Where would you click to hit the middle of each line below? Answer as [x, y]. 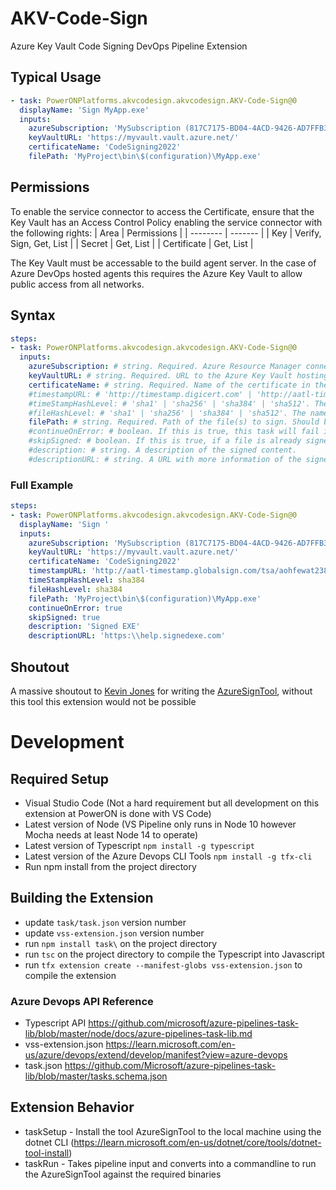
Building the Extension [82, 898]
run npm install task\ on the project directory [121, 943]
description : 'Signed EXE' [84, 627]
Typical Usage [56, 77]
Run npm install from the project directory [110, 866]
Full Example [42, 485]
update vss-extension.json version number [114, 933]
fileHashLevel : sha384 [75, 589]
